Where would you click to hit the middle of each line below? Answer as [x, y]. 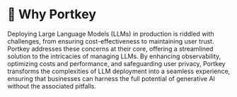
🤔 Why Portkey [52, 14]
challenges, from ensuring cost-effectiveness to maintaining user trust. [111, 41]
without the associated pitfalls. [52, 86]
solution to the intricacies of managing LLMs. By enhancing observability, [114, 56]
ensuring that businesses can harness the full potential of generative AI [111, 78]
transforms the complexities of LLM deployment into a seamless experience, [119, 71]
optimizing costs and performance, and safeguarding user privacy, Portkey [116, 63]
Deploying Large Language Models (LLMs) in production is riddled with [111, 34]
